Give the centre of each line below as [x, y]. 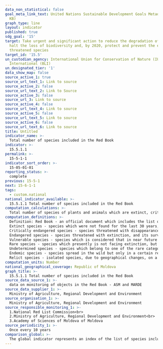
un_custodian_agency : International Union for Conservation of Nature [78, 59]
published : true [21, 32]
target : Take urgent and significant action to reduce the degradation [79, 41]
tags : [10, 190]
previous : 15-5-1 [23, 181]
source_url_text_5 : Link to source [41, 118]
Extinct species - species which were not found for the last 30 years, [84, 226]
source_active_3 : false [29, 95]
